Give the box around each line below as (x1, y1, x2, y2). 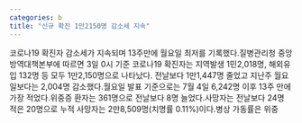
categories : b (9, 13, 63, 22)
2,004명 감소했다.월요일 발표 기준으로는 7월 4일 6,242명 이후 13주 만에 (40, 81, 291, 92)
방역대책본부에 (9, 58, 61, 69)
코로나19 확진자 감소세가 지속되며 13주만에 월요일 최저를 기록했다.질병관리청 (9, 47, 277, 58)
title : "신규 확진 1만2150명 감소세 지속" (9, 22, 151, 31)
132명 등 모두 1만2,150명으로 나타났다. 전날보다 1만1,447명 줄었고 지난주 (18, 69, 272, 81)
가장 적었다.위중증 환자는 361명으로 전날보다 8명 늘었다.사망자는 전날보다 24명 (9, 92, 285, 103)
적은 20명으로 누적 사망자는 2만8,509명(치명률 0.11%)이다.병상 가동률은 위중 (9, 103, 279, 114)
